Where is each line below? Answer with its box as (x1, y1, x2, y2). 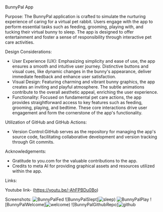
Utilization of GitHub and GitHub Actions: (5, 119, 87, 125)
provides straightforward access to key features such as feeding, (12, 100, 143, 105)
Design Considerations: (5, 49, 52, 54)
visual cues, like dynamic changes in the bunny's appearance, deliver (12, 69, 152, 74)
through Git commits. (12, 139, 54, 145)
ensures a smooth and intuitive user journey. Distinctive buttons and (12, 63, 149, 69)
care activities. (5, 39, 35, 45)
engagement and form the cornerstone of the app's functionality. (12, 110, 143, 116)
